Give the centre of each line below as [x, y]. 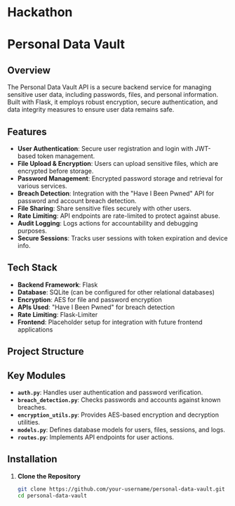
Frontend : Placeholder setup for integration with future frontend [110, 322]
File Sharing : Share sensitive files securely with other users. [104, 208]
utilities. [29, 422]
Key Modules [36, 376]
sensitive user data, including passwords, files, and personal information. [113, 95]
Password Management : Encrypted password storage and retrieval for [120, 179]
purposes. [32, 231]
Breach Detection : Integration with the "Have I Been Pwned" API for [116, 193]
